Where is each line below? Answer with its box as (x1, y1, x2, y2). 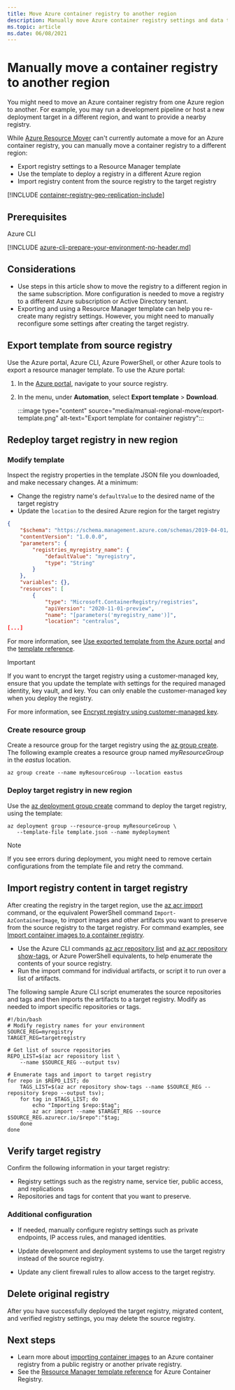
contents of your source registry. (17, 959, 113, 967)
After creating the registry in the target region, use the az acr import (7, 901, 203, 909)
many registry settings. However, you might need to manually (37, 312, 215, 320)
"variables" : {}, (20, 579, 71, 586)
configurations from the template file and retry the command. (7, 862, 184, 870)
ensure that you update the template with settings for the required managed (7, 679, 226, 688)
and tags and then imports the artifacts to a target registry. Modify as (7, 995, 206, 1003)
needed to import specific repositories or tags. (7, 1002, 141, 1010)
